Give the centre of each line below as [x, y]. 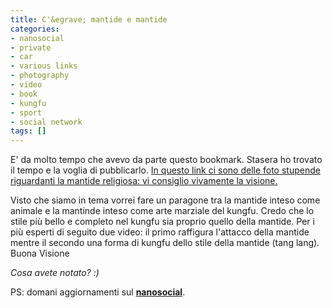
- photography [40, 76]
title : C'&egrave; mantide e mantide [89, 19]
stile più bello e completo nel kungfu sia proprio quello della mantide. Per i [162, 222]
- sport [26, 112]
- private [31, 47]
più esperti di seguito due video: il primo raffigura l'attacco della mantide [160, 232]
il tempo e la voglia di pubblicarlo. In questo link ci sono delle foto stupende [165, 170]
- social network [46, 122]
